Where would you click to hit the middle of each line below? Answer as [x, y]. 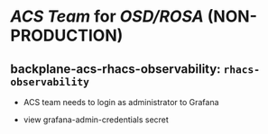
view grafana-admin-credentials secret [96, 120]
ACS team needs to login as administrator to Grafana [121, 102]
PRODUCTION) [67, 36]
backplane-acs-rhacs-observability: [116, 69]
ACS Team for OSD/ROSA [107, 17]
